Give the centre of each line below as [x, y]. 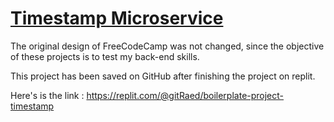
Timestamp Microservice [117, 18]
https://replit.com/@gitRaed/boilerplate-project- [185, 95]
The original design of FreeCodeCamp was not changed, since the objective [167, 46]
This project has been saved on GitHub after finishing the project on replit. [163, 76]
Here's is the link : [47, 95]
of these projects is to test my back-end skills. [105, 56]
